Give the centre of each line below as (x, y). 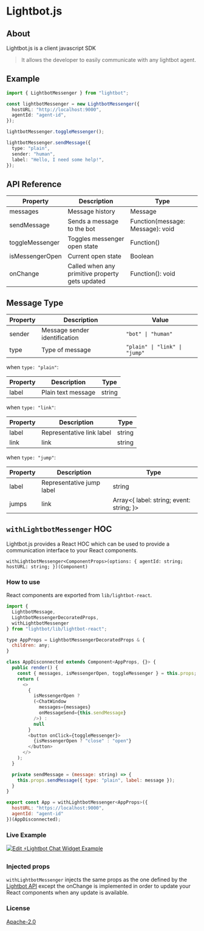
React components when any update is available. (68, 893)
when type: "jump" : (31, 458)
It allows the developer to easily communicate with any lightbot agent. (108, 60)
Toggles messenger (96, 239)
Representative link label (76, 433)
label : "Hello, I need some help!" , (58, 160)
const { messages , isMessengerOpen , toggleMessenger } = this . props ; (107, 673)
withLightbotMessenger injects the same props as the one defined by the (97, 880)
